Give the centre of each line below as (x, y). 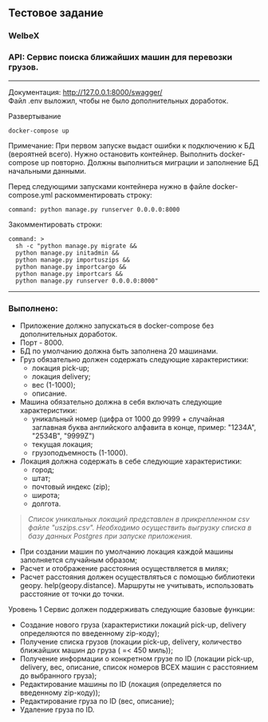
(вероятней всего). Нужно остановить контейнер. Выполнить (113, 154)
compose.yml (31, 195)
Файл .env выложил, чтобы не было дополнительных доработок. (118, 101)
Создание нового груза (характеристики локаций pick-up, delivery (133, 625)
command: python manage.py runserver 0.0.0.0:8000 (94, 209)
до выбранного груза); (58, 675)
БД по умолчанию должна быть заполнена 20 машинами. (119, 351)
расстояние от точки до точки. (72, 594)
